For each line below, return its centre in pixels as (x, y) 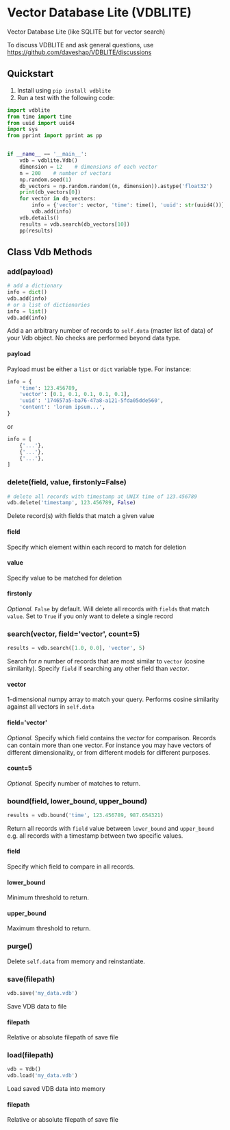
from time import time (39, 117)
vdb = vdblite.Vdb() (49, 161)
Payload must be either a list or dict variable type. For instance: (99, 369)
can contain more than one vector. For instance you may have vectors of (109, 745)
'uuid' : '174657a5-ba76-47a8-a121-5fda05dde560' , (92, 401)
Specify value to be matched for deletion (64, 578)
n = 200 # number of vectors (65, 173)
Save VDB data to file (37, 1006)
